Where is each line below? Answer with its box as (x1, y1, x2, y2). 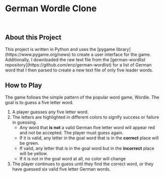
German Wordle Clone (5, 3, 97, 14)
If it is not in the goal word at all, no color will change (19, 155, 126, 161)
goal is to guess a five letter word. (5, 99, 73, 105)
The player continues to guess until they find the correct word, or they (12, 161, 154, 167)
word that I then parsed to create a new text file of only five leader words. (5, 67, 153, 73)
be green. (19, 140, 39, 146)
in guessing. (12, 119, 37, 125)
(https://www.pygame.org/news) (5, 51, 71, 57)
